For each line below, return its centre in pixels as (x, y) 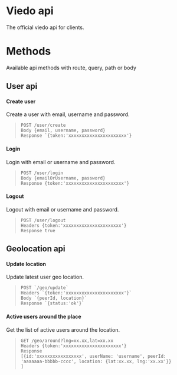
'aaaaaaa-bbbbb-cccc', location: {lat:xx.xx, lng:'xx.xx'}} (96, 361)
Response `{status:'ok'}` (52, 303)
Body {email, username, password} (63, 131)
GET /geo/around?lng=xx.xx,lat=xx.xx (67, 341)
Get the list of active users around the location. (63, 329)
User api (22, 86)
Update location (26, 264)
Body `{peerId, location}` (54, 298)
